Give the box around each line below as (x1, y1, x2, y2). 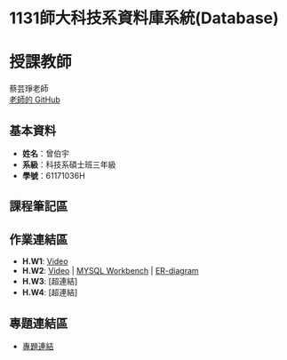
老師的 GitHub (9, 94, 60, 105)
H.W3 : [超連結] (21, 276, 78, 287)
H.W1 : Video (21, 256, 68, 267)
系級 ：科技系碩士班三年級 (21, 159, 116, 170)
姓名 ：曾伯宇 (21, 148, 69, 158)
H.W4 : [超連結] (21, 287, 78, 298)
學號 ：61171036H (21, 170, 86, 180)
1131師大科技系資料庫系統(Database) (9, 8, 280, 28)
